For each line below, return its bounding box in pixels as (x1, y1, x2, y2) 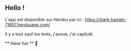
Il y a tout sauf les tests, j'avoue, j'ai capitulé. (5, 31, 94, 37)
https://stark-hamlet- (85, 16, 127, 22)
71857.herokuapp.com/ (5, 22, 51, 27)
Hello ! (5, 4, 25, 12)
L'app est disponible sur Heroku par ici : (5, 16, 84, 22)
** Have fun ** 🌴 (5, 40, 38, 46)
